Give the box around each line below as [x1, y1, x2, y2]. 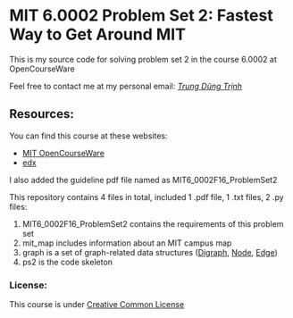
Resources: [9, 106, 74, 121]
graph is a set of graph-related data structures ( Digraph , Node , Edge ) [21, 247, 279, 257]
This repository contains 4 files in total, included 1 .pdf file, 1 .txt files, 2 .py [9, 191, 284, 202]
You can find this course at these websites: [9, 130, 168, 141]
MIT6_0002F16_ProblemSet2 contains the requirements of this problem [21, 218, 284, 229]
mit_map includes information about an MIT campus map [21, 238, 232, 248]
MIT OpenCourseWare [21, 147, 105, 158]
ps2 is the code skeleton [21, 256, 113, 267]
